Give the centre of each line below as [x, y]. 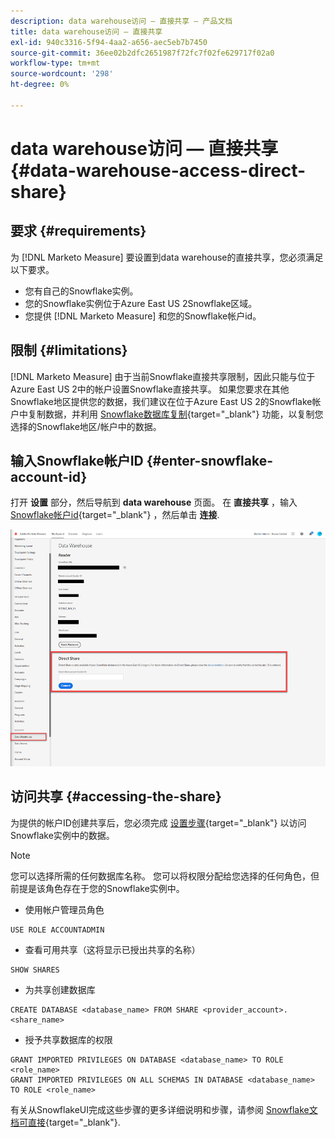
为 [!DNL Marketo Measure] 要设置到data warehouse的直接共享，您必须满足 [167, 257]
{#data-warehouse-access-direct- [158, 170]
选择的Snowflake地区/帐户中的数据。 [86, 426]
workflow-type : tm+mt [55, 63]
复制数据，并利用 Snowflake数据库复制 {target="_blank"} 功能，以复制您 [175, 414]
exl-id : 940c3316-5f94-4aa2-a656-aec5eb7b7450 [109, 42]
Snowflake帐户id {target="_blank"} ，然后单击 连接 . [115, 515]
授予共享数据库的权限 [68, 1039]
